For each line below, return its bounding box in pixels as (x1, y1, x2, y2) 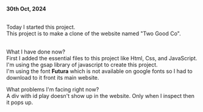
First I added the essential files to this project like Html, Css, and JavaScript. (6, 55, 198, 61)
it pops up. (6, 99, 34, 106)
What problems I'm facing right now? (6, 86, 99, 93)
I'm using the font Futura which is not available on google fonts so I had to (6, 68, 193, 75)
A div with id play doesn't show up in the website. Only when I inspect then (6, 93, 195, 99)
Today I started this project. (6, 24, 76, 30)
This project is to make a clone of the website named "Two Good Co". (6, 30, 181, 37)
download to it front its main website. (6, 74, 99, 81)
